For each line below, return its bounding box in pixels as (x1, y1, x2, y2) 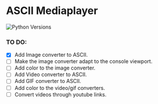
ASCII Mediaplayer (6, 4, 98, 18)
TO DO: (6, 38, 27, 46)
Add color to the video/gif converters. (14, 84, 106, 91)
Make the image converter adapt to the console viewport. (14, 58, 153, 65)
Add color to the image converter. (14, 64, 96, 71)
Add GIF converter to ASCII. (14, 78, 82, 85)
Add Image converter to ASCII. (14, 51, 88, 58)
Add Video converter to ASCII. (14, 71, 87, 78)
